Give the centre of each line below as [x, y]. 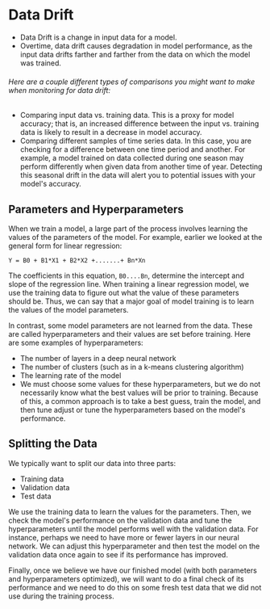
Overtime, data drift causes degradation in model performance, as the [136, 45]
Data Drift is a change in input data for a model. [98, 37]
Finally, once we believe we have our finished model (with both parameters [133, 570]
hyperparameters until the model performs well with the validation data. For [133, 529]
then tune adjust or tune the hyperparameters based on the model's [133, 409]
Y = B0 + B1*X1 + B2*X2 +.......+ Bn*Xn [77, 260]
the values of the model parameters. [69, 309]
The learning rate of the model [71, 375]
